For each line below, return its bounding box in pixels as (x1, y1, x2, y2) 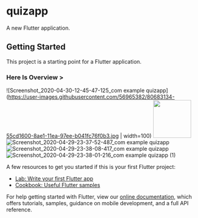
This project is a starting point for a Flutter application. (6, 58, 142, 65)
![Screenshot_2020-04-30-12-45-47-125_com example (6, 87, 145, 94)
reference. (6, 206, 32, 213)
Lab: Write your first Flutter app (15, 175, 94, 182)
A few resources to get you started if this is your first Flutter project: (6, 163, 176, 171)
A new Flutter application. (6, 24, 70, 31)
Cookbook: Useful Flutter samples (15, 182, 101, 189)
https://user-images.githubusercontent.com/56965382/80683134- (8, 93, 175, 101)
